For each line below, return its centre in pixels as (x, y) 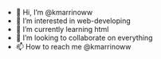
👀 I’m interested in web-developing (73, 21)
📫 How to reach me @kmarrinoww (73, 47)
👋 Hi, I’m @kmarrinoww (54, 12)
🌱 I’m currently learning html (62, 29)
